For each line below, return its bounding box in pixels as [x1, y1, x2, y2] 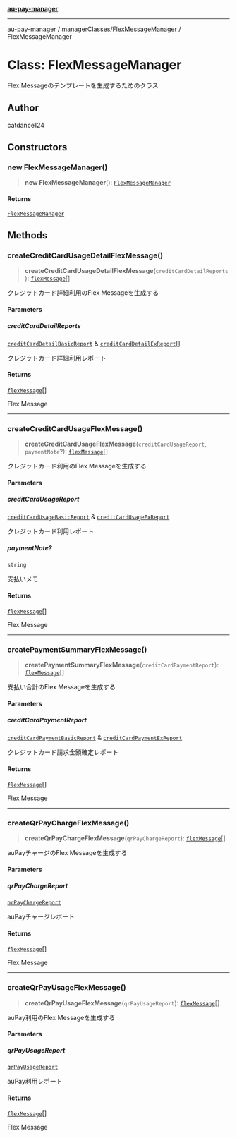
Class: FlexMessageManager [7, 57, 182, 73]
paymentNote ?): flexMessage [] [24, 447, 108, 456]
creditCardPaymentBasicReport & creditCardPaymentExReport [7, 733, 183, 741]
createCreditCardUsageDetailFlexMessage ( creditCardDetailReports [24, 267, 229, 275]
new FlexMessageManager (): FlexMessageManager [24, 178, 171, 187]
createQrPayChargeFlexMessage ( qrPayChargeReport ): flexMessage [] [24, 834, 226, 842]
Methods [7, 229, 48, 241]
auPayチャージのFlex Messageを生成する [7, 849, 128, 857]
